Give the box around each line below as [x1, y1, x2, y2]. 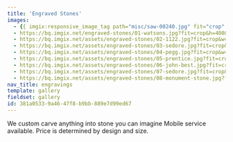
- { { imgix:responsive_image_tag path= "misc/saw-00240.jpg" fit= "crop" [13, 23, 225, 30]
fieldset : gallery [7, 94, 60, 101]
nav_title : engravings [7, 81, 73, 88]
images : [7, 17, 30, 24]
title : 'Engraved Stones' [7, 10, 82, 17]
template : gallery [7, 87, 60, 94]
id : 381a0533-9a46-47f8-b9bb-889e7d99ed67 [7, 100, 132, 107]
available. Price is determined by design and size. [7, 126, 149, 135]
